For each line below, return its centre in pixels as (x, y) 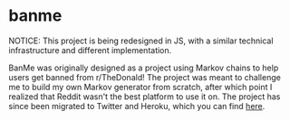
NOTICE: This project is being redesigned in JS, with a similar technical (141, 41)
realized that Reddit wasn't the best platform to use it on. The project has (145, 97)
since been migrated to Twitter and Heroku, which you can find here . (137, 106)
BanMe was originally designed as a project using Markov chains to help (144, 68)
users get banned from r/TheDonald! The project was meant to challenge (145, 77)
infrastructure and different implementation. (90, 50)
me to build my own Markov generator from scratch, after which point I (140, 87)
